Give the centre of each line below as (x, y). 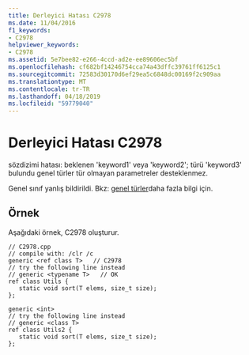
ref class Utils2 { (40, 330)
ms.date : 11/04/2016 (42, 23)
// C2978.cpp (30, 247)
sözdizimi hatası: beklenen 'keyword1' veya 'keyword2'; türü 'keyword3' (125, 165)
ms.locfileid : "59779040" (51, 104)
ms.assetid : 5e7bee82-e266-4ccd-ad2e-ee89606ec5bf (93, 60)
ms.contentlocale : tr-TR (49, 89)
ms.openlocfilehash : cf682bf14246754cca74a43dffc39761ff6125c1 (115, 67)
